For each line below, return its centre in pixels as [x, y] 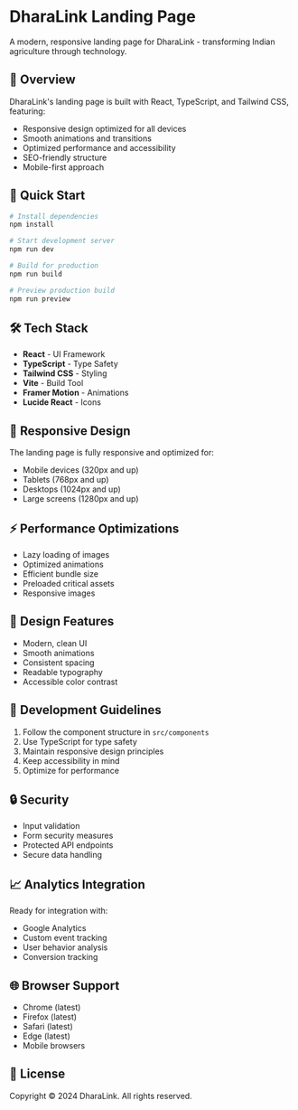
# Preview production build [62, 290]
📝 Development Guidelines [85, 710]
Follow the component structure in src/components [116, 732]
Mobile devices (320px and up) [80, 470]
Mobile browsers [54, 1046]
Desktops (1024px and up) [72, 489]
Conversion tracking [60, 957]
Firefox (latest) [50, 1017]
